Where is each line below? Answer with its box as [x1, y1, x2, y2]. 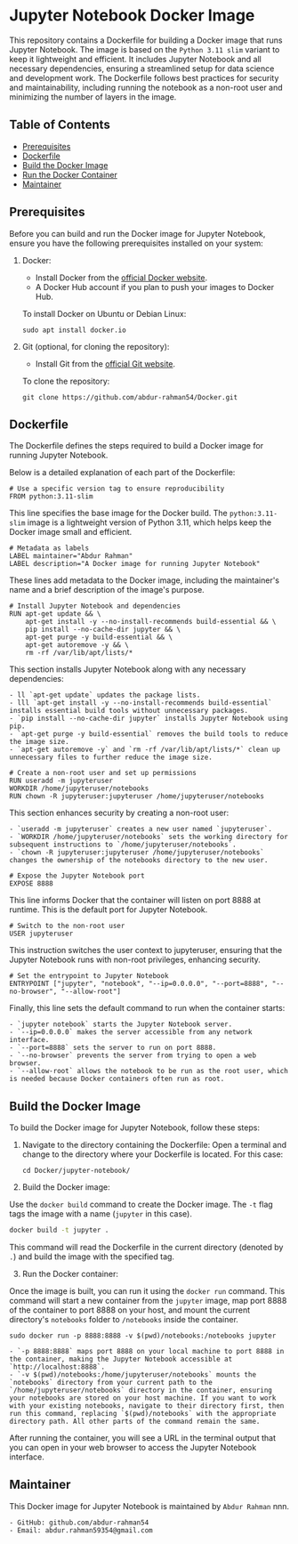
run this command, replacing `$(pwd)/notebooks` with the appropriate [9, 1410, 277, 1419]
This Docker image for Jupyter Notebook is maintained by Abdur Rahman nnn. [9, 1500, 289, 1511]
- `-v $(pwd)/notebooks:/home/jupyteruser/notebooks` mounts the [9, 1370, 256, 1379]
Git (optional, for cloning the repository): [21, 341, 170, 352]
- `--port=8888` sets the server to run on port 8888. [9, 1043, 217, 1053]
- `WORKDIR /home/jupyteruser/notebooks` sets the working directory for [9, 833, 289, 842]
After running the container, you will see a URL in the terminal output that [9, 1433, 276, 1443]
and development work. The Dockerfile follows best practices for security [9, 72, 279, 83]
